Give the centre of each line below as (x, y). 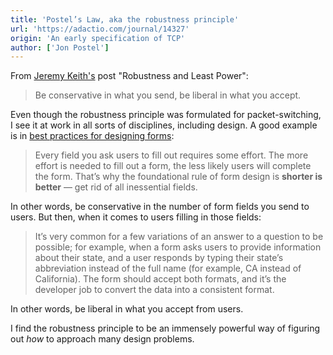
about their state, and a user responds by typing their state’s (159, 258)
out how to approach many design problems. (102, 339)
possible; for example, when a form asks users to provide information (178, 247)
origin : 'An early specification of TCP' (98, 38)
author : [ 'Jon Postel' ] (60, 47)
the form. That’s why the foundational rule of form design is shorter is (178, 177)
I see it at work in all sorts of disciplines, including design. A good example (164, 125)
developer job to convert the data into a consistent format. (154, 290)
